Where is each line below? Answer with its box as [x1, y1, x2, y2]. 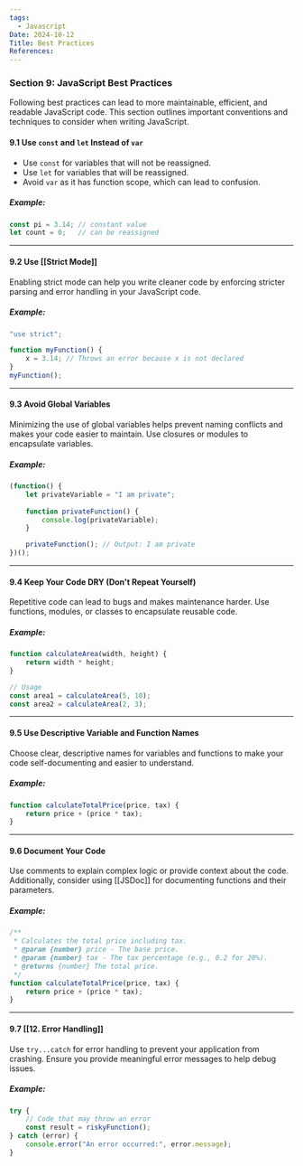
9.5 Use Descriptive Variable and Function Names [9, 728, 200, 738]
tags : [9, 13, 30, 23]
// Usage [9, 682, 42, 691]
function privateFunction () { [25, 507, 140, 516]
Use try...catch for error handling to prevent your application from [9, 1043, 260, 1054]
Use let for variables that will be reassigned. [22, 166, 189, 177]
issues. [9, 1063, 36, 1074]
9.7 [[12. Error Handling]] [9, 1023, 104, 1034]
